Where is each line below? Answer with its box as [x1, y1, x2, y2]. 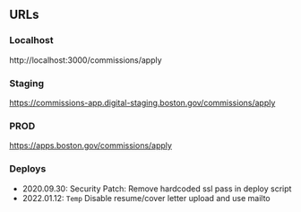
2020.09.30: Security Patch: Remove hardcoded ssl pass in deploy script [21, 183, 292, 194]
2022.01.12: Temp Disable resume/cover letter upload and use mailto [21, 192, 271, 203]
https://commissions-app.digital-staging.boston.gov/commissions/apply [9, 97, 276, 108]
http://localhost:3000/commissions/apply [9, 54, 163, 66]
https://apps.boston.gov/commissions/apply [9, 140, 173, 151]
